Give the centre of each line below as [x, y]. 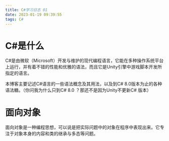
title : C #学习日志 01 [26, 10]
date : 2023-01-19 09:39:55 [34, 15]
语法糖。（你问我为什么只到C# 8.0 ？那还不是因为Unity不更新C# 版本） [78, 90]
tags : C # [14, 19]
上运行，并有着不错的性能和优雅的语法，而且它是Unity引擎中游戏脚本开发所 [84, 67]
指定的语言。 [18, 73]
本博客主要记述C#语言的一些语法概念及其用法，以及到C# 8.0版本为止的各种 [84, 84]
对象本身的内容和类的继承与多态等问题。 [56, 133]
